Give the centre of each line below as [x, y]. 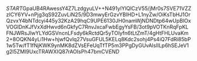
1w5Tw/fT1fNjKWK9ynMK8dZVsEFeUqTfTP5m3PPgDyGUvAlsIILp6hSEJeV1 [98, 45]
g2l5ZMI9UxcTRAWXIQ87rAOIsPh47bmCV [57, 51]
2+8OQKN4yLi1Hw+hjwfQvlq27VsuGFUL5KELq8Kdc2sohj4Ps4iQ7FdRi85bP [98, 39]
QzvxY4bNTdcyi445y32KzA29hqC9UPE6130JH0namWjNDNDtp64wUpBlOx [98, 21]
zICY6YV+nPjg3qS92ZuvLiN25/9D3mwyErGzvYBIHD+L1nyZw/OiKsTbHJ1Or [98, 15]
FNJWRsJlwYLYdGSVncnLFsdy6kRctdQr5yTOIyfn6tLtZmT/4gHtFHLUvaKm [98, 33]
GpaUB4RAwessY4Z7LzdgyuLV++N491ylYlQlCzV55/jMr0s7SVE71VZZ [107, 8]
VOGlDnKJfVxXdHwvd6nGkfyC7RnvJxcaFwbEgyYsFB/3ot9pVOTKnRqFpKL [97, 27]
